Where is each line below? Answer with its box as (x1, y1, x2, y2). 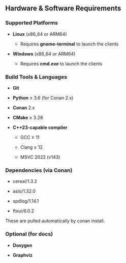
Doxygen (12, 242, 33, 248)
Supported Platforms (5, 19, 58, 27)
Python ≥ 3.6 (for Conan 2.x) (12, 94, 74, 101)
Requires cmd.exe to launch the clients (20, 61, 103, 67)
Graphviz (12, 252, 33, 258)
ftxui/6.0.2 (12, 208, 35, 214)
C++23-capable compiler (12, 124, 68, 130)
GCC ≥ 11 (20, 134, 40, 140)
